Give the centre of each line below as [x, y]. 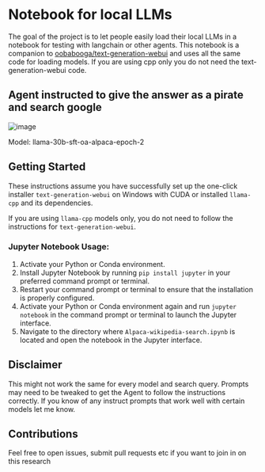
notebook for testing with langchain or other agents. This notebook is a [124, 44]
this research [30, 462]
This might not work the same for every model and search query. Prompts [129, 384]
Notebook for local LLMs [90, 15]
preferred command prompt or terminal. [85, 281]
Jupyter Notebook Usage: [59, 247]
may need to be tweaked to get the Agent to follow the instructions [117, 392]
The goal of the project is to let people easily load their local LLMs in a [123, 36]
